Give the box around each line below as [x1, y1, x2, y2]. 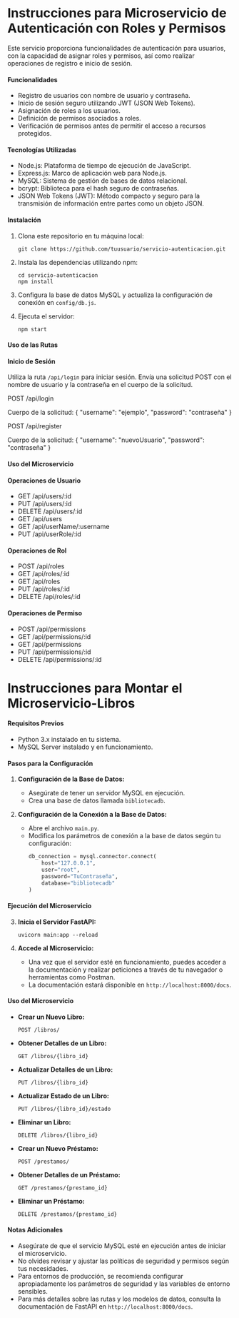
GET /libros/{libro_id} [17, 1052, 89, 1060]
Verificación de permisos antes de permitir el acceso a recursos [17, 121, 206, 130]
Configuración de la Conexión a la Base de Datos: [17, 810, 168, 819]
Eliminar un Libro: [17, 1117, 71, 1126]
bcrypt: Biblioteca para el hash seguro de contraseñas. [17, 184, 180, 193]
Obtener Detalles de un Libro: [17, 1039, 107, 1047]
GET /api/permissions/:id [17, 632, 91, 640]
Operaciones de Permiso [7, 608, 82, 617]
